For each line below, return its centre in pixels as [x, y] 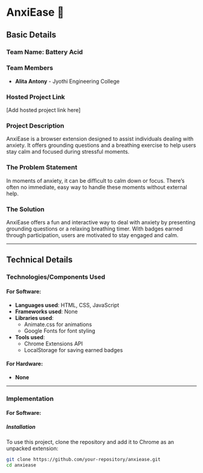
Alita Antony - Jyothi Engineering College [67, 81]
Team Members [30, 68]
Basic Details [31, 35]
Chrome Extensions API [53, 344]
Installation [21, 426]
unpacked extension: [32, 449]
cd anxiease [21, 465]
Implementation [30, 399]
